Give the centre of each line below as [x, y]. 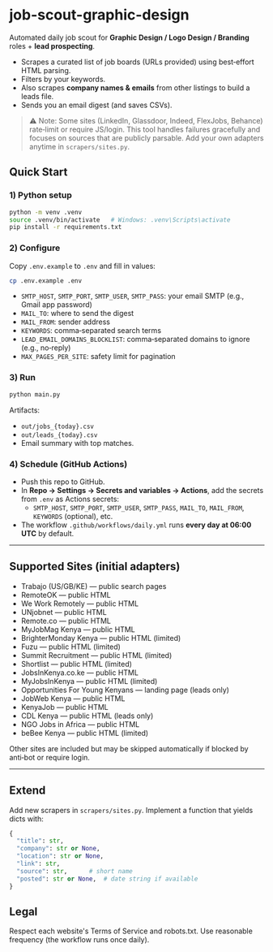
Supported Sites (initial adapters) [95, 567]
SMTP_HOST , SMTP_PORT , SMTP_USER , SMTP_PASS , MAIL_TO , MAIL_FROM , [139, 507]
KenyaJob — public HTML [64, 707]
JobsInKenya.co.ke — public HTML [79, 673]
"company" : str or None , [58, 849]
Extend [28, 791]
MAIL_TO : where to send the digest [77, 314]
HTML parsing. [46, 70]
